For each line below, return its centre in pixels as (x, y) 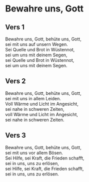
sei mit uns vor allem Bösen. (34, 153)
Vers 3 (15, 135)
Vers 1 (15, 27)
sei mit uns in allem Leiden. (33, 98)
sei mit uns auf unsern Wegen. (37, 44)
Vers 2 (15, 81)
